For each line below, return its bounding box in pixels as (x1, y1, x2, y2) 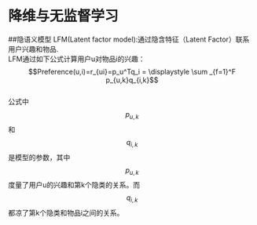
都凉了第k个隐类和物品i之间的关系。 (8, 209, 124, 218)
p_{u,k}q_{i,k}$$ (105, 75, 159, 85)
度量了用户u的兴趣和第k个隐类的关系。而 (8, 180, 140, 190)
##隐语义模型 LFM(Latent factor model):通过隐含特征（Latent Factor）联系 (8, 34, 250, 44)
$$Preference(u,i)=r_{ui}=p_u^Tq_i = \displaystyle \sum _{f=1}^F (28, 67, 236, 76)
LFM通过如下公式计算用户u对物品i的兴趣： (8, 54, 145, 64)
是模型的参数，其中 (8, 152, 71, 161)
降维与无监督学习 (8, 7, 119, 25)
